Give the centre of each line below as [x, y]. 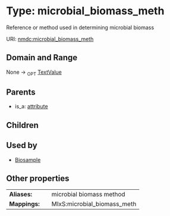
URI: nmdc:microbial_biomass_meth [50, 39]
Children [22, 125]
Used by [22, 145]
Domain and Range [42, 58]
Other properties [38, 178]
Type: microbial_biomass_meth [85, 11]
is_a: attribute [32, 107]
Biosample [28, 159]
